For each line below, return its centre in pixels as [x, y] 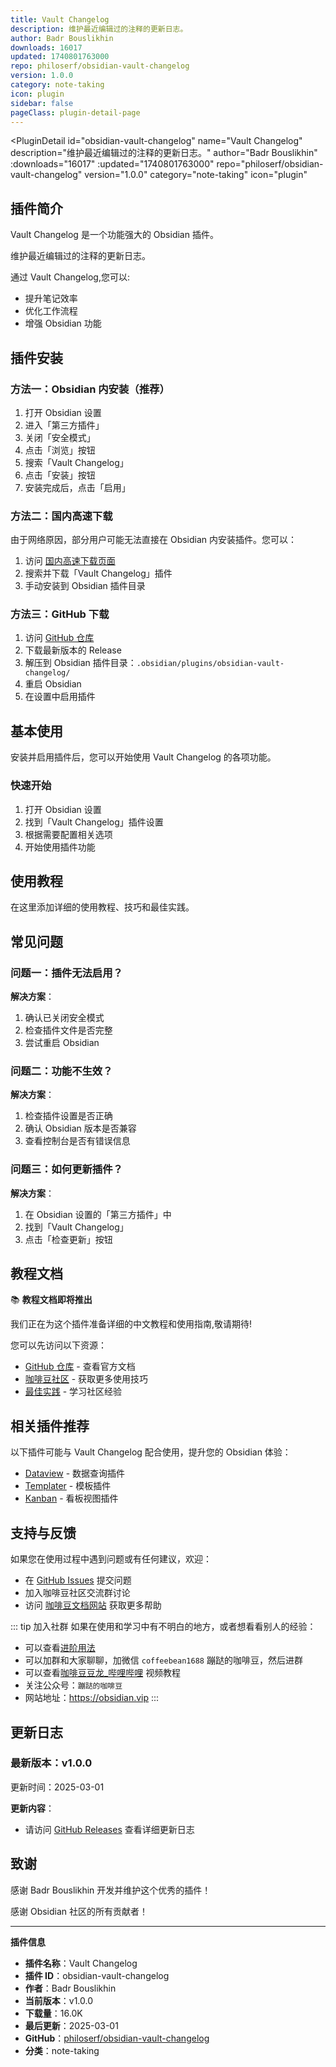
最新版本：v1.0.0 [51, 1763]
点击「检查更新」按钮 [68, 1239]
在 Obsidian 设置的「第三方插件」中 [98, 1214]
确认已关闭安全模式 [64, 1018]
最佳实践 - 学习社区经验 [73, 1392]
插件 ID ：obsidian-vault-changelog [97, 1975]
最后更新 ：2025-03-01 [71, 2025]
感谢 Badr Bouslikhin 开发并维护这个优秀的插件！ [111, 1890]
